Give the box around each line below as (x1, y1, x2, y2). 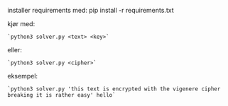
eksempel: (7, 72, 38, 80)
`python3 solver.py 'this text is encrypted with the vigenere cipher (7, 86, 221, 93)
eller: (7, 46, 23, 54)
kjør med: (7, 20, 36, 28)
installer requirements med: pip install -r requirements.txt (7, 6, 174, 14)
